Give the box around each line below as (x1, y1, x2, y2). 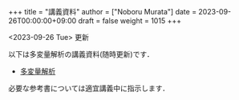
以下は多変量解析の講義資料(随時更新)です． (8, 50, 154, 58)
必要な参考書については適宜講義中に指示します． (8, 83, 170, 93)
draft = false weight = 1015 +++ (78, 16, 182, 26)
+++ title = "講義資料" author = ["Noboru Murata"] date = (8, 7, 197, 16)
